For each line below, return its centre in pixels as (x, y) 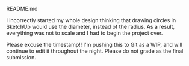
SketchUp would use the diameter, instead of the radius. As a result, (91, 27)
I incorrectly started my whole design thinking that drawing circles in (91, 20)
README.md (22, 9)
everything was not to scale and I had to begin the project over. (85, 33)
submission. (21, 57)
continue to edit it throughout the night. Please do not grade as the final (95, 51)
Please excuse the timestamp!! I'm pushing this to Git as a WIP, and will (94, 45)
